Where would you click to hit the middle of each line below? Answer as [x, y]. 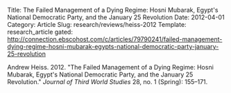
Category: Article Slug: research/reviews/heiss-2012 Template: [97, 24]
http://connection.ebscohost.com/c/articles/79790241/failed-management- [115, 39]
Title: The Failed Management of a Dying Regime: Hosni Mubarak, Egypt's [113, 10]
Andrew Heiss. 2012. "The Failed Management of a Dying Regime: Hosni [110, 67]
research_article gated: [40, 32]
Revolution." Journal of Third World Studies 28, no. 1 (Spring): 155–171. [108, 82]
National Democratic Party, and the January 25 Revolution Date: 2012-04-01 [116, 17]
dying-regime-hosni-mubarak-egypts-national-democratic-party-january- [113, 46]
